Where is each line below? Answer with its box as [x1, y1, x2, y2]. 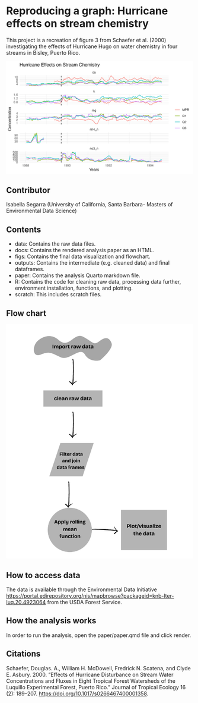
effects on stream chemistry [6, 17, 149, 30]
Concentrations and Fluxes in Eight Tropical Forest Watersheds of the [6, 677, 176, 685]
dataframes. [14, 266, 44, 273]
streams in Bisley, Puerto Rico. [6, 49, 81, 56]
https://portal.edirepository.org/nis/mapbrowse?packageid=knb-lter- [6, 592, 174, 600]
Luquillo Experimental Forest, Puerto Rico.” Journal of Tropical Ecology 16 [6, 683, 186, 691]
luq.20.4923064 [6, 599, 46, 606]
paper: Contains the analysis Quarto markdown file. [14, 272, 140, 279]
